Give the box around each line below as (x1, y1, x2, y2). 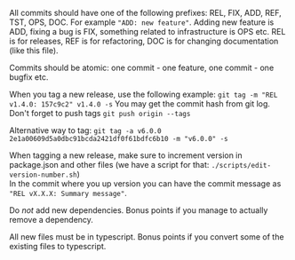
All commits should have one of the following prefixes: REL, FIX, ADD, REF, (9, 8, 282, 18)
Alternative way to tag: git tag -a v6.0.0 (9, 125, 162, 136)
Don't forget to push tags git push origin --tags (9, 108, 191, 118)
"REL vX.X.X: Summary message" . (9, 188, 127, 198)
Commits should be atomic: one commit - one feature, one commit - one (9, 62, 275, 73)
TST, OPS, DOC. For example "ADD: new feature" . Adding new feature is (9, 17, 275, 28)
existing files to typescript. (9, 241, 107, 251)
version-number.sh (9, 170, 77, 179)
